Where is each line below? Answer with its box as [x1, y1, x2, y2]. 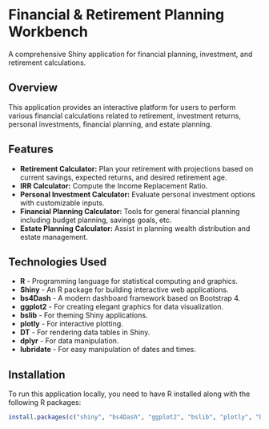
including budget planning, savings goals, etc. [19, 215, 172, 225]
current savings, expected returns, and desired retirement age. [19, 172, 227, 182]
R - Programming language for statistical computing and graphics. [19, 277, 239, 286]
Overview [8, 81, 58, 95]
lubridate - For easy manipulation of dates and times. [19, 345, 196, 354]
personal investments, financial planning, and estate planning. [8, 119, 212, 129]
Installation [8, 367, 66, 382]
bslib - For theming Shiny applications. [19, 310, 148, 320]
